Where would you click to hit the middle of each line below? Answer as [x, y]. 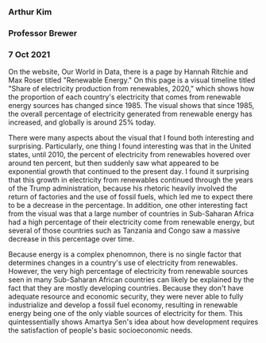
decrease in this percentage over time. [71, 239]
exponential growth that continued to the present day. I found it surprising [129, 171]
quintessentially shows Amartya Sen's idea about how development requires [133, 322]
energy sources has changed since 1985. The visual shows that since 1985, [131, 106]
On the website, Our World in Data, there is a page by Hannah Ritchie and [128, 72]
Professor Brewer [43, 33]
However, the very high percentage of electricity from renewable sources [128, 272]
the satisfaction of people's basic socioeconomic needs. [100, 330]
